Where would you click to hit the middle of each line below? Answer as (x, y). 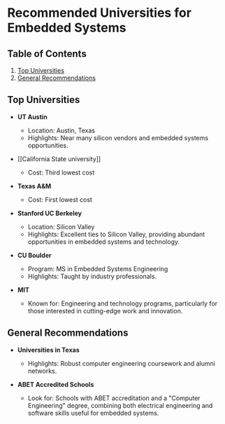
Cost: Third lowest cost (61, 172)
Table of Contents (47, 54)
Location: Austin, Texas (61, 130)
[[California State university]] (59, 158)
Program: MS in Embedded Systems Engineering (98, 268)
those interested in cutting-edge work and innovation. (105, 310)
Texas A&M (34, 186)
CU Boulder (34, 255)
